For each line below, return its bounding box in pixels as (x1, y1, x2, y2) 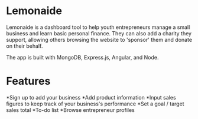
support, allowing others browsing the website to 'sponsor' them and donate (6, 36, 193, 43)
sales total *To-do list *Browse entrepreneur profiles (6, 106, 135, 113)
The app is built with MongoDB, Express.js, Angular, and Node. (6, 54, 159, 61)
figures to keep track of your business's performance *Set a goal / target (6, 100, 184, 107)
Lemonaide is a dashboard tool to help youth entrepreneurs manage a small (6, 24, 190, 31)
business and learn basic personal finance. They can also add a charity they (6, 29, 192, 37)
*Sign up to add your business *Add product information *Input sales (6, 94, 176, 101)
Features (6, 75, 51, 88)
